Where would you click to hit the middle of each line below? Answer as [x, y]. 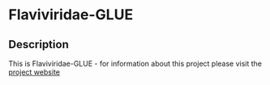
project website [34, 72]
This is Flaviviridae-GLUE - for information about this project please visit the [135, 63]
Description [39, 45]
